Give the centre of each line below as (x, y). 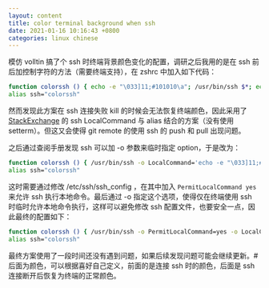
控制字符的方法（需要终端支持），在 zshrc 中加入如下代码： (119, 72)
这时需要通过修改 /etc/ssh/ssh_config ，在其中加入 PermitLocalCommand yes (132, 186)
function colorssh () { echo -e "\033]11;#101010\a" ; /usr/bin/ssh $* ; (130, 87)
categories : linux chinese (53, 38)
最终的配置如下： (43, 216)
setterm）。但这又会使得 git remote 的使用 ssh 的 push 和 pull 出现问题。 (127, 130)
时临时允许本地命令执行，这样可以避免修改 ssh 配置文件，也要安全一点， (128, 206)
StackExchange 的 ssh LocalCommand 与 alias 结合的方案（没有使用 (121, 120)
